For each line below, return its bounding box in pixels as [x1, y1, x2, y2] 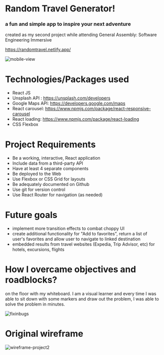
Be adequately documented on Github [12, 181, 90, 187]
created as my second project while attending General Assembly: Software [5, 32, 157, 38]
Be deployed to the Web [12, 171, 62, 177]
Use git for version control [12, 186, 66, 193]
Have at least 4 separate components [12, 166, 89, 172]
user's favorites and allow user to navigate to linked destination [12, 236, 141, 242]
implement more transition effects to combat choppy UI [12, 225, 125, 231]
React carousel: [12, 106, 44, 112]
